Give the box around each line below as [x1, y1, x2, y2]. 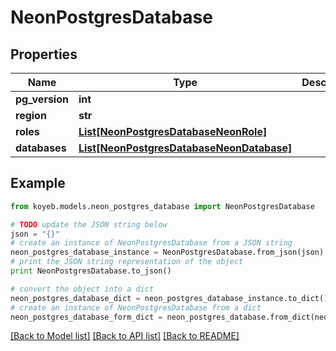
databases [15, 141, 67, 155]
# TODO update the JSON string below [10, 219, 168, 230]
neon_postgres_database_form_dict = [10, 312, 163, 322]
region [15, 109, 47, 122]
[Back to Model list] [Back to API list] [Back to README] [10, 330, 240, 342]
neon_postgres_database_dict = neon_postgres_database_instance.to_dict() [10, 293, 329, 303]
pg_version [15, 92, 69, 106]
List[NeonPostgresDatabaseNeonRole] [78, 125, 268, 138]
